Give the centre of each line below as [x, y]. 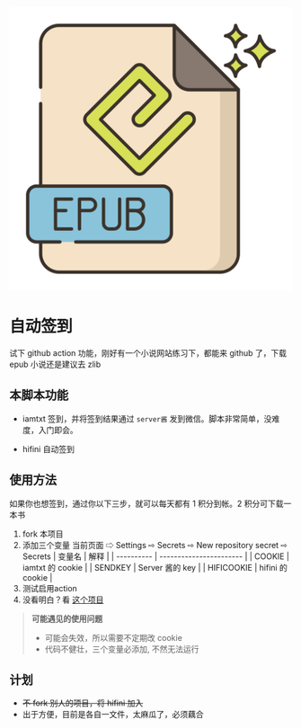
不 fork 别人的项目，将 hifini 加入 [83, 703]
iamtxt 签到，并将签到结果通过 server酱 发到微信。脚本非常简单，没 [147, 418]
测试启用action [50, 588]
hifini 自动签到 [48, 448]
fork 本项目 [43, 534]
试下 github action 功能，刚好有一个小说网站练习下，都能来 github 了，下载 [148, 352]
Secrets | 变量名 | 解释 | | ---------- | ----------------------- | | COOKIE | [156, 556]
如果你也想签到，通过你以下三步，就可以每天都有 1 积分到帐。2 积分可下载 [147, 503]
